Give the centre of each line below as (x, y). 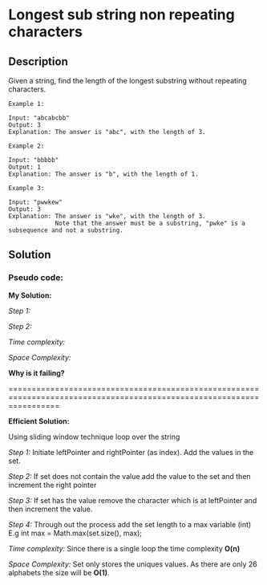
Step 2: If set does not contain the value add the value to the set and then (129, 476)
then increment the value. (51, 509)
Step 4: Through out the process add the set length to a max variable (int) (130, 524)
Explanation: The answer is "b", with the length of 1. (103, 174)
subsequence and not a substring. (66, 230)
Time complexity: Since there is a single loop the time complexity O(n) (124, 548)
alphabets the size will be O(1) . (59, 572)
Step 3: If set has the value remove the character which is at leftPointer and (133, 500)
